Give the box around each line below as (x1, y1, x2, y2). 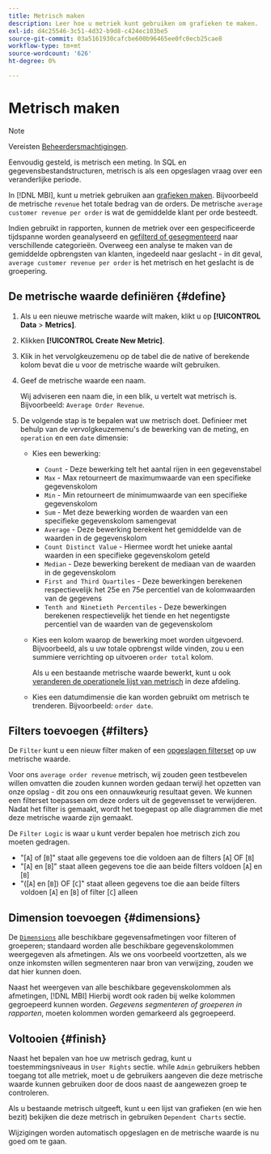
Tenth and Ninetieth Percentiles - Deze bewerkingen (44, 601, 227, 612)
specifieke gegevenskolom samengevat (44, 515, 177, 525)
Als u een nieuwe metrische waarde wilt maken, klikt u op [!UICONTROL (19, 311, 261, 321)
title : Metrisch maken (8, 11, 85, 20)
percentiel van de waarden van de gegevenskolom (44, 619, 213, 629)
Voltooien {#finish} (8, 1032, 107, 1045)
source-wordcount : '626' (8, 49, 92, 58)
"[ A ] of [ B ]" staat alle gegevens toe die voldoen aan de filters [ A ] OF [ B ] (19, 853, 255, 863)
